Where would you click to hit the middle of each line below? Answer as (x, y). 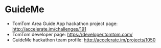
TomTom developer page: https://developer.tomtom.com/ (72, 34)
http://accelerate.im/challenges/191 (49, 29)
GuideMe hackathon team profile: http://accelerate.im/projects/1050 (84, 40)
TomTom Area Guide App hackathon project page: (65, 23)
